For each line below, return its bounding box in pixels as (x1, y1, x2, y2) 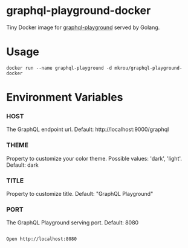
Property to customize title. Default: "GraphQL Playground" (6, 190, 154, 197)
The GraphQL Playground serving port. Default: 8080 (6, 219, 139, 226)
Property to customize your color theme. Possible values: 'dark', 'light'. (6, 155, 183, 162)
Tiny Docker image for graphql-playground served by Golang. (6, 24, 160, 31)
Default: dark (6, 161, 39, 169)
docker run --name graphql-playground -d (6, 65, 112, 71)
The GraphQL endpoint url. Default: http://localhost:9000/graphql (6, 126, 169, 133)
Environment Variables (6, 90, 123, 104)
